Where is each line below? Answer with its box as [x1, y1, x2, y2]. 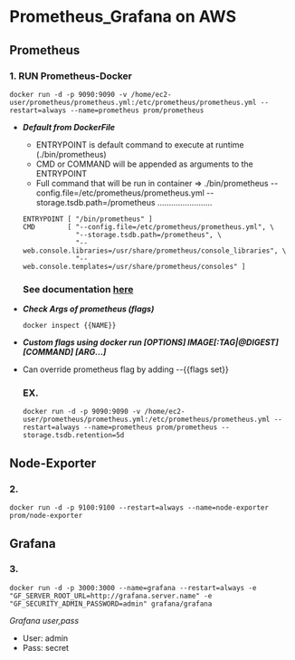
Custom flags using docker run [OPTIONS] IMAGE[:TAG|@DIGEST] [22, 337, 279, 348]
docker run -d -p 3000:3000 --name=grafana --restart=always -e [9, 583, 257, 592]
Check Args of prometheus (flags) [22, 303, 155, 314]
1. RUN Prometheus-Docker [9, 70, 133, 82]
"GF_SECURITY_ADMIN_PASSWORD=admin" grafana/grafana [9, 599, 213, 608]
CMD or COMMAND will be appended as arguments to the [35, 158, 253, 169]
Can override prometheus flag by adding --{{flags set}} [22, 364, 229, 375]
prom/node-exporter [9, 512, 83, 521]
